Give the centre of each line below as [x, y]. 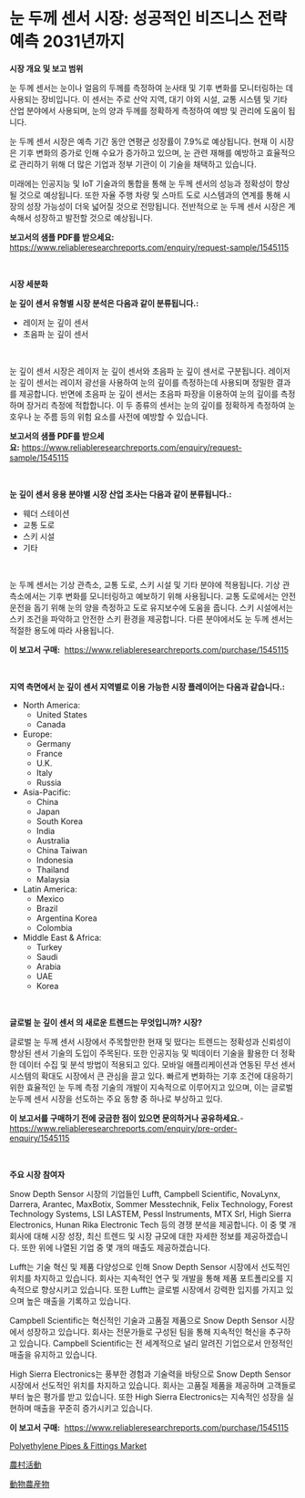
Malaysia [53, 879]
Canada [51, 724]
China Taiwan [62, 850]
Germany [53, 743]
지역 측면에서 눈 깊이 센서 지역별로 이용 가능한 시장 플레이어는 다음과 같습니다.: [147, 687]
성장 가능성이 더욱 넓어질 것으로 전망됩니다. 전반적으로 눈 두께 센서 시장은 [156, 206]
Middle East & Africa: [62, 937]
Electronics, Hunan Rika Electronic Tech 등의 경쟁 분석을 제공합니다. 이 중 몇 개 [153, 1224]
